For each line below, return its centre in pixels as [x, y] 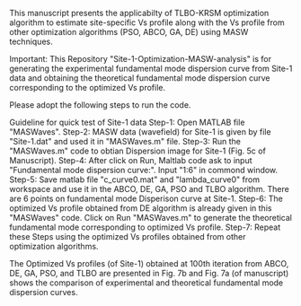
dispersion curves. [44, 292]
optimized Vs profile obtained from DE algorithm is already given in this [141, 208]
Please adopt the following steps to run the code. [100, 105]
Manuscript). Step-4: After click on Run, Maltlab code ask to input [131, 160]
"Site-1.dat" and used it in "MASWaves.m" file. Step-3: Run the [125, 141]
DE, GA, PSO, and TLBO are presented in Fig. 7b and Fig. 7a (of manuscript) [149, 273]
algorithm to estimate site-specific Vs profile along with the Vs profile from [147, 22]
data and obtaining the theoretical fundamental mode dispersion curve [140, 78]
